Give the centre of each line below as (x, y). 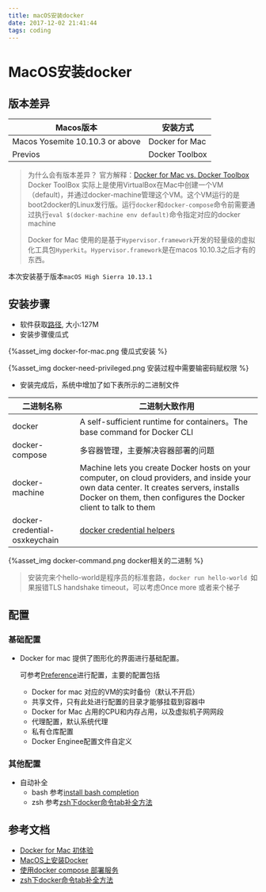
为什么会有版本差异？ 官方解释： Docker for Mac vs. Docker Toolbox (138, 175)
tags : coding (30, 30)
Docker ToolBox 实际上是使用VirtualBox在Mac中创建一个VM (125, 185)
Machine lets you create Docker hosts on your (165, 468)
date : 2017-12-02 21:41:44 (53, 23)
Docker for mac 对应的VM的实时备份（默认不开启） (115, 692)
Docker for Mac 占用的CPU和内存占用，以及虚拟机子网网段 (127, 711)
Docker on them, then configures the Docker (162, 497)
